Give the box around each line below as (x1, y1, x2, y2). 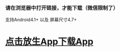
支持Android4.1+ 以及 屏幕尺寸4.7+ (5, 16, 77, 23)
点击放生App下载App (5, 36, 94, 47)
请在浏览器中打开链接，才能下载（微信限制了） (5, 4, 118, 11)
